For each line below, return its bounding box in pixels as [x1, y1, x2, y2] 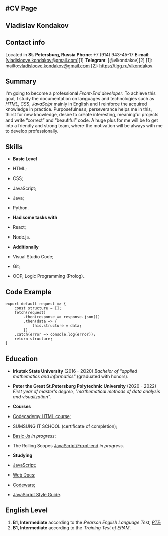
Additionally [12, 244, 39, 250]
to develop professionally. [5, 128, 59, 134]
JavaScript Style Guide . [12, 491, 62, 497]
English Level [5, 506, 48, 515]
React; [12, 224, 26, 230]
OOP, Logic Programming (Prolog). [12, 273, 85, 279]
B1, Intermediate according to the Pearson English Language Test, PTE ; [12, 519, 162, 525]
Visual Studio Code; [12, 254, 54, 260]
